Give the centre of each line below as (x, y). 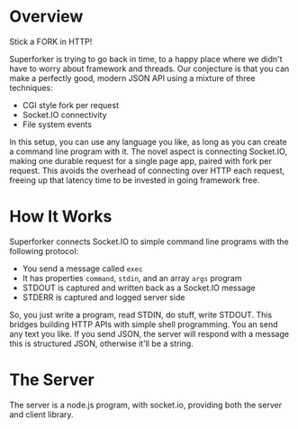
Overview (46, 17)
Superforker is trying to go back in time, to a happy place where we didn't (146, 59)
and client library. (41, 414)
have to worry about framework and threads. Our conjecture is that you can (149, 68)
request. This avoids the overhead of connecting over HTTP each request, (147, 170)
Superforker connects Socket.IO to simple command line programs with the (149, 242)
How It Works (61, 217)
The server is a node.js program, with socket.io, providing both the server (145, 405)
